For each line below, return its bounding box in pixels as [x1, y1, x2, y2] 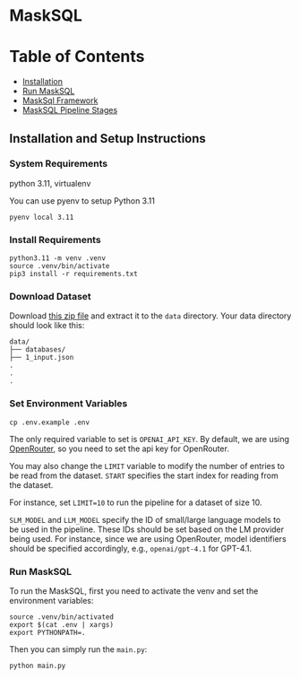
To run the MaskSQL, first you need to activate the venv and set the [9, 586, 259, 596]
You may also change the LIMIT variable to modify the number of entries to [9, 460, 285, 471]
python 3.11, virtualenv [9, 178, 91, 188]
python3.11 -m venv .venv [9, 254, 106, 263]
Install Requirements [9, 233, 101, 246]
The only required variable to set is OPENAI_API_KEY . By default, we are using [9, 433, 289, 444]
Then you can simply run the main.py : [9, 644, 148, 655]
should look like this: [9, 320, 85, 331]
